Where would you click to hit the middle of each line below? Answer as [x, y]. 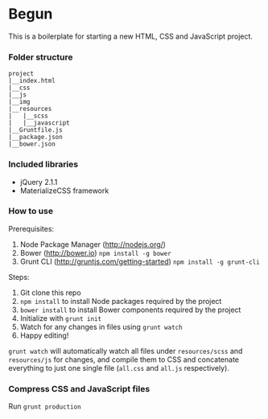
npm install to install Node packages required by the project [121, 301]
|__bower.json [32, 144]
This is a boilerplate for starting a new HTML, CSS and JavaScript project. [131, 36]
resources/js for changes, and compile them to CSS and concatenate [124, 359]
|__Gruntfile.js [35, 130]
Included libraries [43, 164]
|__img [19, 102]
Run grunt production [45, 406]
